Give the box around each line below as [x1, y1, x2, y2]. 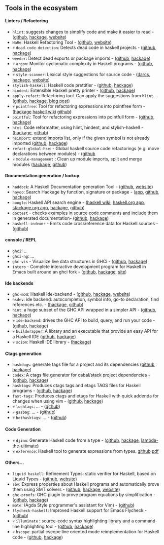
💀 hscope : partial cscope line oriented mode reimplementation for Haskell [12, 528, 159, 535]
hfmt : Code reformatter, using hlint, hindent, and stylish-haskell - [12, 124, 144, 130]
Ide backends [5, 280, 33, 286]
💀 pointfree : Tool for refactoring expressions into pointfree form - [12, 103, 145, 109]
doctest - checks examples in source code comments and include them [12, 210, 158, 216]
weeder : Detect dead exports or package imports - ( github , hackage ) [12, 55, 151, 61]
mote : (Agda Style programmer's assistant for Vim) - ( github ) [12, 502, 135, 508]
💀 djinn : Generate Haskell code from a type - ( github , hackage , [12, 437, 140, 443]
